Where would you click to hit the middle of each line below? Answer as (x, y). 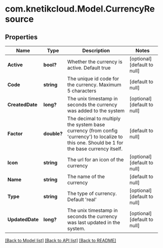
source (19, 19)
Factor (15, 134)
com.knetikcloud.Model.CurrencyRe (80, 9)
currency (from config (92, 131)
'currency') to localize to (95, 137)
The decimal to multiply (94, 118)
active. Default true (89, 68)
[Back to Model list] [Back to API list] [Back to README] (61, 241)
